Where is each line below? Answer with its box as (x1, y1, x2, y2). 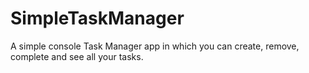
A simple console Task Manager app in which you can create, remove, (10, 40, 300, 52)
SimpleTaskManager (10, 7, 185, 30)
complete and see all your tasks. (10, 50, 144, 62)
